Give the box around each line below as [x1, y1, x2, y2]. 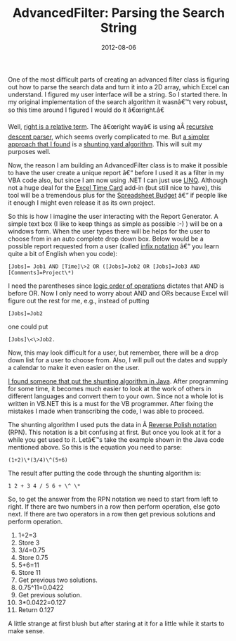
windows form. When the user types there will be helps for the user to [8, 227, 211, 235]
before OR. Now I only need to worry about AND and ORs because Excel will [8, 288, 229, 297]
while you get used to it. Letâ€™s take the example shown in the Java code [8, 435, 224, 444]
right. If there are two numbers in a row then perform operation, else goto [8, 502, 221, 511]
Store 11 [18, 568, 41, 576]
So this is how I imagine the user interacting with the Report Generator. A [8, 212, 218, 220]
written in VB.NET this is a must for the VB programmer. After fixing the [8, 399, 214, 407]
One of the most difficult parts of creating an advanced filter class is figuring [8, 75, 230, 84]
